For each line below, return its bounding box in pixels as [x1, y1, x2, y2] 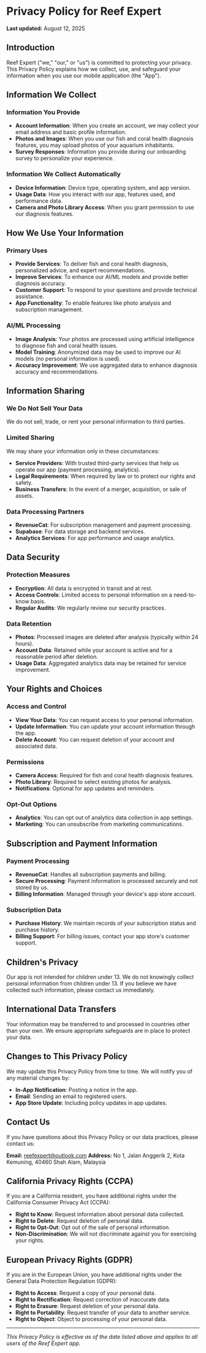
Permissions [6, 758, 45, 766]
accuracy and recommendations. [15, 367, 99, 375]
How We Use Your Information [6, 228, 124, 238]
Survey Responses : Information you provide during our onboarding [15, 148, 186, 155]
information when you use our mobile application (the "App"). [6, 72, 161, 79]
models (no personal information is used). [15, 355, 121, 362]
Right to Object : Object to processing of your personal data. [15, 1316, 167, 1323]
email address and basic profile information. [15, 128, 127, 136]
